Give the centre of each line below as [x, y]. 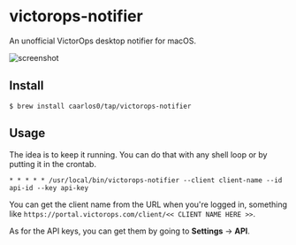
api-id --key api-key [49, 188]
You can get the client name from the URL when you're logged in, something [148, 204]
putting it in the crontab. [53, 164]
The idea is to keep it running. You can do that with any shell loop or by [138, 154]
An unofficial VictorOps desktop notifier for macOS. [103, 41]
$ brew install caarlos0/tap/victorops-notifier [100, 106]
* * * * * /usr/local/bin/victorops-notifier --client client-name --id [146, 180]
